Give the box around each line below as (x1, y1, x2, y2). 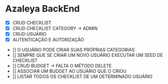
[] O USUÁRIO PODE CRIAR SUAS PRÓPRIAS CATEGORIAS (12, 47, 135, 53)
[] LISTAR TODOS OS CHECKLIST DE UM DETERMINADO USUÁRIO (12, 73, 153, 79)
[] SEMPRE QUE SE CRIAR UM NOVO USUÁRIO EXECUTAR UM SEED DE (12, 52, 163, 58)
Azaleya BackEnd (5, 3, 80, 15)
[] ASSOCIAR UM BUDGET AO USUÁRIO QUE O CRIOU (12, 68, 127, 74)
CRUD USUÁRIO (12, 31, 47, 37)
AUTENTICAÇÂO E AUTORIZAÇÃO (12, 37, 84, 43)
